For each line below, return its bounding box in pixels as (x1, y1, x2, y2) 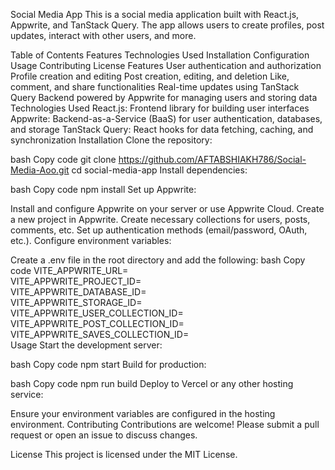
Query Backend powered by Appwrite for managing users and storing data (10, 92, 318, 103)
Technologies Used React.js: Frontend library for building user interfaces (10, 102, 310, 114)
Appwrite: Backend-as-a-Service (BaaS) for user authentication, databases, (10, 113, 323, 124)
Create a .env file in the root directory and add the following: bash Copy (10, 254, 306, 266)
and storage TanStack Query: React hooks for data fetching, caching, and (10, 124, 314, 135)
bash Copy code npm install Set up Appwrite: (10, 184, 197, 195)
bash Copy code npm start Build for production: (10, 359, 207, 370)
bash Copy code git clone (10, 154, 117, 165)
